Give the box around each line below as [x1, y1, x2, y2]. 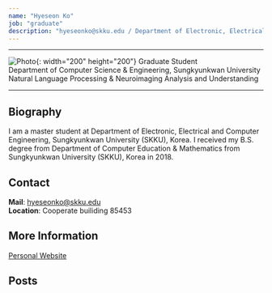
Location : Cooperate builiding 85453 [8, 206, 132, 215]
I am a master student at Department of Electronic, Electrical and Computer [8, 126, 260, 136]
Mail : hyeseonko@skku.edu [8, 197, 101, 206]
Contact [8, 176, 50, 189]
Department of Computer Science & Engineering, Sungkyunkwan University [8, 66, 261, 75]
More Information [8, 229, 99, 243]
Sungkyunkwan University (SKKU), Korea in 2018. [8, 152, 174, 162]
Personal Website [8, 250, 67, 260]
